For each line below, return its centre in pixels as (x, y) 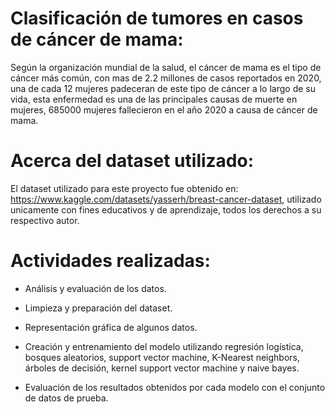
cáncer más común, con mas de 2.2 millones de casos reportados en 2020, (166, 78)
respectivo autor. (45, 220)
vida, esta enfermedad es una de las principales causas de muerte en (154, 99)
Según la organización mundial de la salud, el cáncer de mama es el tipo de (166, 67)
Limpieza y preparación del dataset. (98, 308)
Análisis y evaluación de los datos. (95, 288)
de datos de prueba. (66, 398)
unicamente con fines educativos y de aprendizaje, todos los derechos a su (166, 209)
